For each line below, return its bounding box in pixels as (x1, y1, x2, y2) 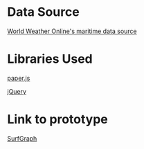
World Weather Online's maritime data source (7, 27, 137, 35)
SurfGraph (7, 134, 37, 142)
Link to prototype (7, 112, 109, 128)
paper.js (7, 74, 30, 82)
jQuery (7, 87, 26, 95)
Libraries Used (7, 51, 93, 67)
